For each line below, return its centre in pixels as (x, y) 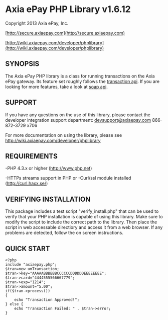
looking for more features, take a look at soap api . (56, 87)
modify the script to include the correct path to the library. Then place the (81, 222)
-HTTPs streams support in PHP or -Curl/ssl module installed (68, 178)
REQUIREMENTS (31, 156)
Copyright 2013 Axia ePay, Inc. (37, 23)
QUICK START (28, 248)
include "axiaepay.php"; (31, 265)
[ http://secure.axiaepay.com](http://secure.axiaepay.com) (65, 33)
